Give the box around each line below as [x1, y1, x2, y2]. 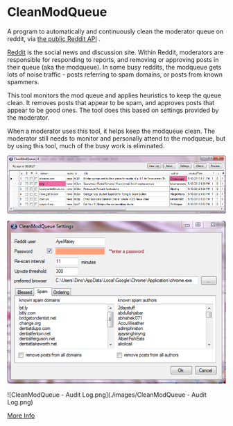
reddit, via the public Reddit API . [7, 34, 101, 42]
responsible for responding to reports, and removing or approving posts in [7, 55, 219, 63]
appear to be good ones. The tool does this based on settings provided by [7, 106, 219, 114]
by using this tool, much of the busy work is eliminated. [7, 141, 165, 150]
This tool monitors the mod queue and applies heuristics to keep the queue [7, 91, 222, 100]
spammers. [7, 77, 40, 86]
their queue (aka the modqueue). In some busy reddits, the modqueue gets [7, 63, 222, 71]
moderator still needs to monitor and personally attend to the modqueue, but [7, 134, 226, 143]
